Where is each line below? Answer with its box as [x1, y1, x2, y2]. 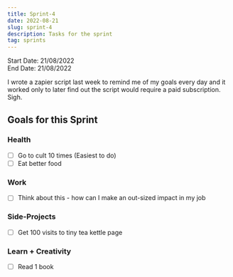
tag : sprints [7, 37, 46, 44]
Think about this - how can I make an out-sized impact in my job [17, 194, 206, 202]
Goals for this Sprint [7, 113, 98, 125]
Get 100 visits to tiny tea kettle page [17, 228, 123, 236]
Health [7, 135, 31, 145]
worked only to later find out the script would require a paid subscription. [7, 85, 221, 94]
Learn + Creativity [7, 246, 72, 256]
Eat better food [17, 159, 62, 167]
